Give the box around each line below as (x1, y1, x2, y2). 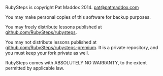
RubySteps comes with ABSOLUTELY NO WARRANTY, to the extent (5, 60, 147, 65)
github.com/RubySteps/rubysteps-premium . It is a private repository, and (5, 45, 158, 50)
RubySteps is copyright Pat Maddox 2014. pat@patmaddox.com (5, 5, 139, 10)
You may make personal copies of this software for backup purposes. (5, 14, 151, 20)
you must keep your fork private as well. (5, 50, 89, 56)
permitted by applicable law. (5, 65, 64, 71)
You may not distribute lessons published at (5, 39, 97, 45)
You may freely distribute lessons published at (5, 24, 103, 30)
